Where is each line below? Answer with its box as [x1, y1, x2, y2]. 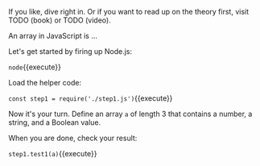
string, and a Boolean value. [8, 118, 101, 127]
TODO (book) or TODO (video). [8, 15, 111, 25]
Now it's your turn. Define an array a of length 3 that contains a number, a [8, 109, 253, 118]
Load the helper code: [8, 78, 82, 87]
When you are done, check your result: [8, 133, 138, 143]
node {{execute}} [8, 62, 62, 72]
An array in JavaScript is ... [8, 31, 98, 40]
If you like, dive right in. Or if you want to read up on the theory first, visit [8, 7, 250, 16]
